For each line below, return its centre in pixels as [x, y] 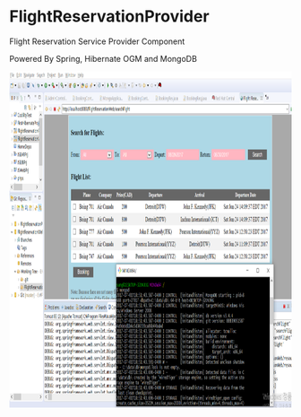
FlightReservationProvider [109, 17]
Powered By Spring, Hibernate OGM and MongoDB [103, 58]
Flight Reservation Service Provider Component [97, 41]
